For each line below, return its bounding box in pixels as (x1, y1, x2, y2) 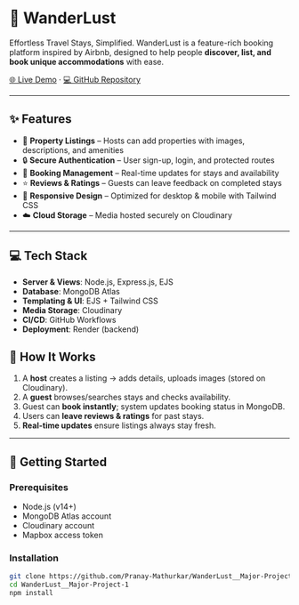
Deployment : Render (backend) (21, 324, 140, 335)
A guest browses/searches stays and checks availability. (21, 391, 231, 403)
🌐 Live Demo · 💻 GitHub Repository (9, 74, 141, 85)
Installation (9, 552, 60, 564)
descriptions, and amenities (21, 144, 125, 155)
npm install (9, 589, 53, 598)
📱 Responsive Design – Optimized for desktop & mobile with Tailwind (21, 190, 277, 201)
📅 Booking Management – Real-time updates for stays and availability (21, 167, 279, 178)
